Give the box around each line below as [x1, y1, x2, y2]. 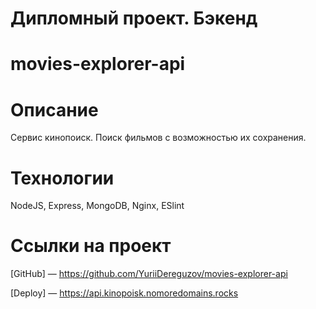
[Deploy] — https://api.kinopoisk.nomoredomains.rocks [10, 287, 239, 299]
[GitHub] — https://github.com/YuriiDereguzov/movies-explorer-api [10, 268, 288, 280]
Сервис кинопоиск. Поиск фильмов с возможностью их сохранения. [10, 132, 307, 144]
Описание [10, 98, 99, 121]
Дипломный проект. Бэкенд [10, 7, 258, 30]
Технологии [10, 167, 115, 189]
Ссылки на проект [10, 235, 172, 257]
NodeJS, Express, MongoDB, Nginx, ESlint [10, 200, 185, 212]
